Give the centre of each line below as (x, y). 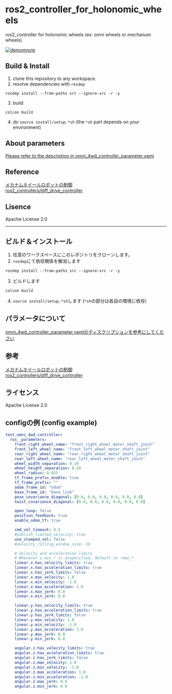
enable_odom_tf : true (37, 520)
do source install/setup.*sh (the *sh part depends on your (76, 122)
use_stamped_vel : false (40, 539)
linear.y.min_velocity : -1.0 (46, 625)
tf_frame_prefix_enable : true (47, 478)
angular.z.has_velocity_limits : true (55, 648)
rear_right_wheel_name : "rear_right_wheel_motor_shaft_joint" (82, 454)
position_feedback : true (41, 516)
